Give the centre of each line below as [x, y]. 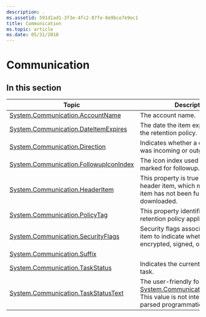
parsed [150, 305]
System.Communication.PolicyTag [59, 215]
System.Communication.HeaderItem [62, 189]
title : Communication [34, 23]
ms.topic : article [30, 29]
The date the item [166, 125]
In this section [34, 87]
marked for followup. [170, 168]
